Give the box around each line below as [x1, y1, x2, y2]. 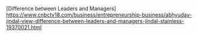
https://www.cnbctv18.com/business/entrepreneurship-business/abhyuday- [6, 11, 192, 18]
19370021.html [6, 24, 42, 31]
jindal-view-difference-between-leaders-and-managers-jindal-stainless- [6, 18, 185, 24]
